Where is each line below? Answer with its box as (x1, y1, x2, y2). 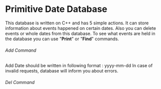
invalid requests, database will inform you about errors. (5, 68, 119, 74)
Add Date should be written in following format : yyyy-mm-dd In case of (5, 63, 153, 69)
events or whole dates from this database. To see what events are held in (5, 30, 156, 36)
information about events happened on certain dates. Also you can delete (5, 25, 156, 31)
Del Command (5, 79, 35, 85)
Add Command (5, 47, 36, 53)
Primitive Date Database (5, 3, 108, 15)
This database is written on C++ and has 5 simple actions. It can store (5, 20, 149, 26)
